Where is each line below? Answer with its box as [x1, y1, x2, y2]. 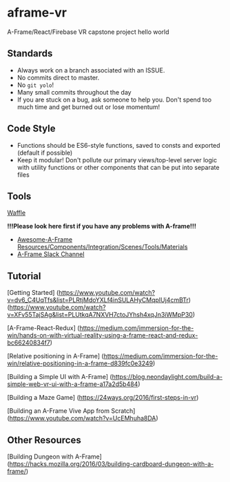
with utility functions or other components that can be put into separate [17, 163, 220, 171]
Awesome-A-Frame [17, 235, 73, 244]
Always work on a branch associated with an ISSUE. [17, 66, 165, 74]
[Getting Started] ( [7, 289, 59, 297]
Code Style [7, 123, 56, 135]
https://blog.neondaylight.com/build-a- [112, 373, 223, 381]
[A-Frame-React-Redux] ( [7, 324, 80, 332]
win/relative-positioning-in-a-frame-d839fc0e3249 [7, 359, 154, 367]
